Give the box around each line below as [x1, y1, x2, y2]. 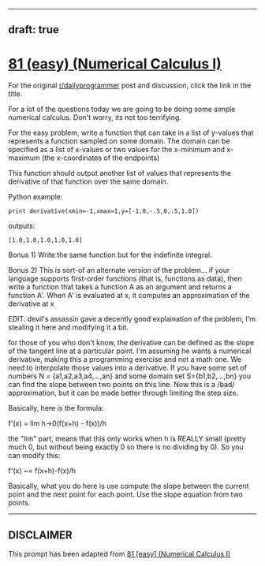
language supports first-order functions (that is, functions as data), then [8, 274, 242, 284]
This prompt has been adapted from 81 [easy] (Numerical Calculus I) [8, 549, 231, 559]
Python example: [8, 192, 63, 202]
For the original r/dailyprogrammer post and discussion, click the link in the [8, 80, 252, 91]
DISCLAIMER [8, 528, 73, 542]
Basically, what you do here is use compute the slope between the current [8, 482, 250, 491]
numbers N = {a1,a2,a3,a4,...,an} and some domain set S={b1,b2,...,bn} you [8, 371, 252, 381]
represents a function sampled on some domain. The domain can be [8, 136, 230, 146]
